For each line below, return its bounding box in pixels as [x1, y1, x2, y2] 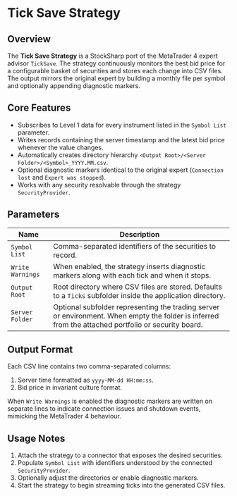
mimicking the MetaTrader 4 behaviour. [7, 412, 121, 421]
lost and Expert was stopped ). [17, 173, 107, 181]
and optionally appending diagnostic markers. [7, 82, 141, 89]
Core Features [7, 102, 71, 114]
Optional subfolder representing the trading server [52, 302, 220, 311]
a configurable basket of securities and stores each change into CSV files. [7, 67, 224, 75]
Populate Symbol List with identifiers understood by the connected [17, 459, 213, 467]
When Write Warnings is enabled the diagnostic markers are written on [7, 397, 213, 406]
